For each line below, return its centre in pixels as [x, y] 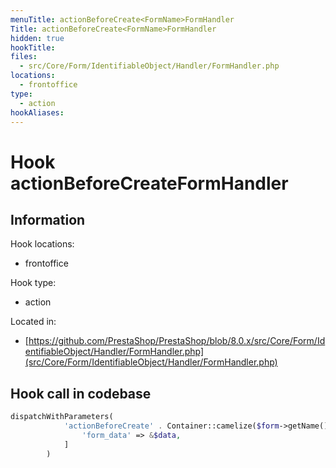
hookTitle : [33, 47]
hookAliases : [37, 112]
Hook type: [33, 283]
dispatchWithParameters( [62, 417]
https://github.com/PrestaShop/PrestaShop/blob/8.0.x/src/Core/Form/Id [177, 341]
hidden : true [37, 38]
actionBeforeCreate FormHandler [149, 183]
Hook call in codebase [81, 393]
